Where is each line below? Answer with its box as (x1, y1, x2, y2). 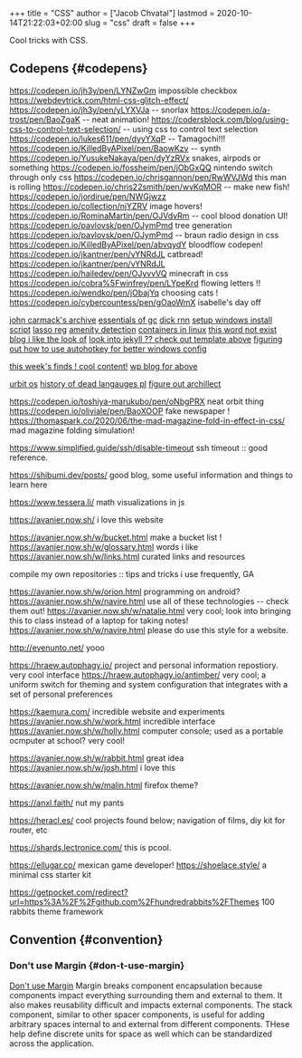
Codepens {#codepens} (9, 61, 148, 76)
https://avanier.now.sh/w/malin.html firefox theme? (9, 779, 199, 791)
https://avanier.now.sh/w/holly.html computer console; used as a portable (9, 725, 284, 736)
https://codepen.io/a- (190, 104, 271, 115)
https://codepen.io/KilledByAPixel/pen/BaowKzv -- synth (9, 142, 222, 153)
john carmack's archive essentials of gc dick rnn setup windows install (9, 314, 273, 325)
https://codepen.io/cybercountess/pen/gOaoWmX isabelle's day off (9, 296, 262, 307)
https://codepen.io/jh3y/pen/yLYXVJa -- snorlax (9, 104, 189, 115)
